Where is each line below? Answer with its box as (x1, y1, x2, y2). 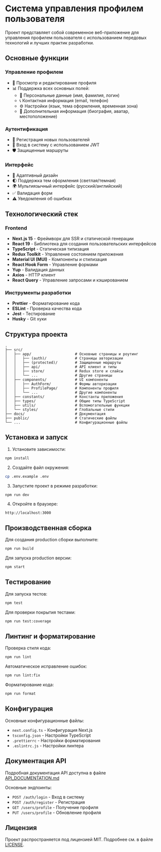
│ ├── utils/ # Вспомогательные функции (5, 403, 130, 408)
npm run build (5, 546, 34, 551)
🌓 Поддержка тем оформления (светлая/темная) (12, 178, 116, 184)
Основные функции (5, 54, 69, 63)
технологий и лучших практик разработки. (5, 40, 94, 45)
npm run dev (5, 492, 29, 497)
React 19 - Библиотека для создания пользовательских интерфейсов (12, 240, 157, 247)
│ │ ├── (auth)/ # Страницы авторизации (5, 356, 123, 361)
